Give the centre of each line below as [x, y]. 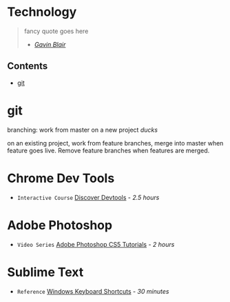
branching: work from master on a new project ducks [83, 130]
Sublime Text [45, 272]
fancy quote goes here [56, 31]
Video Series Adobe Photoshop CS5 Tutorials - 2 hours [96, 244]
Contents [28, 66]
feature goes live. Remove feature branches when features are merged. [108, 150]
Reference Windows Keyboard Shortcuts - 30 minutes [93, 291]
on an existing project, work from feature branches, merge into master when [115, 143]
